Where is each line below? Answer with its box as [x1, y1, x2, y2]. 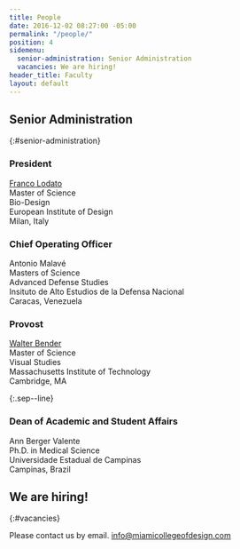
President [9, 157, 52, 170]
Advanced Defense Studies [9, 277, 109, 288]
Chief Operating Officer [9, 237, 112, 250]
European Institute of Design [9, 206, 113, 217]
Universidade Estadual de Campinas [9, 454, 142, 465]
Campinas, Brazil [9, 464, 71, 474]
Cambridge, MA [9, 376, 67, 386]
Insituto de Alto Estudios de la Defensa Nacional [9, 286, 184, 298]
